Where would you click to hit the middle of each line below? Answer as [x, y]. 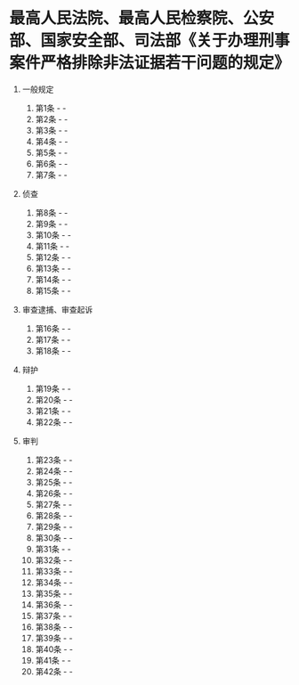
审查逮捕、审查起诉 [57, 309]
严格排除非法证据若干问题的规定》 [166, 63]
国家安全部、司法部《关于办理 [150, 41]
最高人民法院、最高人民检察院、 [126, 18]
